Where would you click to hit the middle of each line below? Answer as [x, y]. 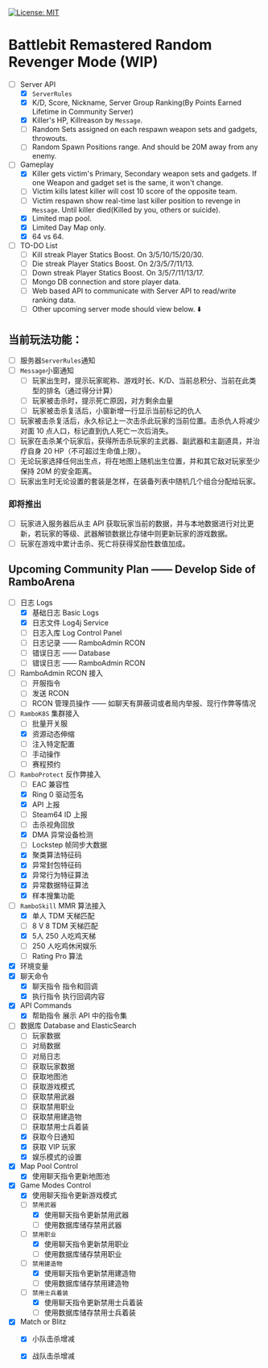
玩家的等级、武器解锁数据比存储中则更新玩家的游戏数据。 [136, 533]
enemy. [44, 156]
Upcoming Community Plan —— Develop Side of [132, 569]
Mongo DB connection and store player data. [106, 282]
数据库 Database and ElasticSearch [78, 1026]
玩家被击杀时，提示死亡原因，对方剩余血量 [103, 401]
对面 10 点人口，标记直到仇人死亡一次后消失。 [96, 431]
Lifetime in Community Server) [83, 112]
